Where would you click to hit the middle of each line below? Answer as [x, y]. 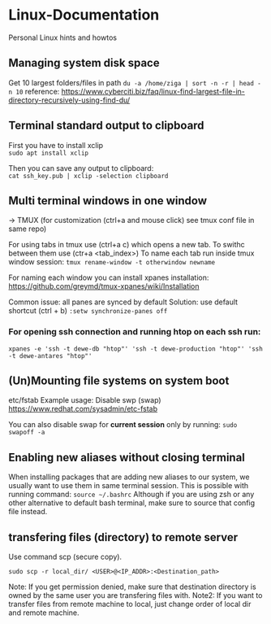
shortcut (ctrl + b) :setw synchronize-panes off [88, 311]
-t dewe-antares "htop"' [50, 356]
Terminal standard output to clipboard [106, 126]
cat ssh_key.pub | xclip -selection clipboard [88, 176]
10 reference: [38, 91]
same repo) [28, 229]
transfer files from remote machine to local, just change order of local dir [130, 604]
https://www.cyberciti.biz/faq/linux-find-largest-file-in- [153, 91]
